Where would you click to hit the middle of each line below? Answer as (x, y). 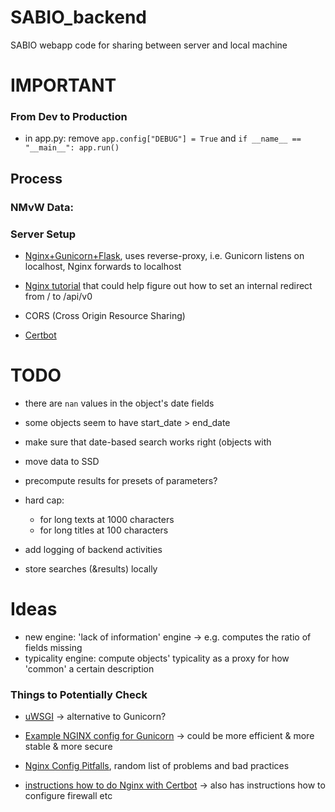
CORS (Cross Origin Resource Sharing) (105, 316)
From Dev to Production (69, 117)
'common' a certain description (89, 668)
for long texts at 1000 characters (107, 519)
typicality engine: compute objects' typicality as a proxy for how (157, 658)
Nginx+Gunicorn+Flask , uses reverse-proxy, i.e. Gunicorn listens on (164, 256)
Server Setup (43, 234)
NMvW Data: (42, 207)
